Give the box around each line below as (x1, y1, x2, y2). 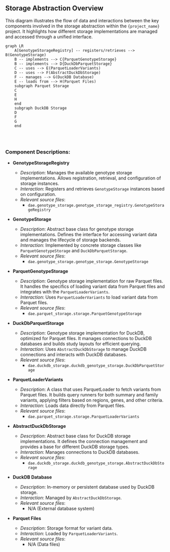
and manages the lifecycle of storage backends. (20, 237, 121, 243)
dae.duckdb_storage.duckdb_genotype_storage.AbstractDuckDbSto (27, 461, 164, 466)
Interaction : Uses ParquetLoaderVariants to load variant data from (20, 294, 158, 301)
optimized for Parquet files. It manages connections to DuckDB (20, 336, 152, 342)
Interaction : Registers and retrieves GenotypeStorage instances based (20, 186, 165, 192)
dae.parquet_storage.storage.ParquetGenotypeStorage (27, 311, 142, 316)
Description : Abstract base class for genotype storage (20, 226, 134, 232)
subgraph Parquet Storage (14, 83, 70, 88)
